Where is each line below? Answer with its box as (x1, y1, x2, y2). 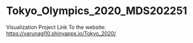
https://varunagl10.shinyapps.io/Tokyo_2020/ (6, 29, 116, 37)
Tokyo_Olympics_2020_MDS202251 (6, 4, 188, 18)
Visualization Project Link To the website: (6, 24, 106, 31)
